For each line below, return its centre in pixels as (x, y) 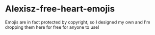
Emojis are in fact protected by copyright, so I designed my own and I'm (78, 22)
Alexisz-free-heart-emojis (60, 9)
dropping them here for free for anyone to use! (52, 27)
